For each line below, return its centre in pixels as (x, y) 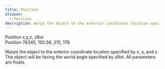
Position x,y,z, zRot (24, 37)
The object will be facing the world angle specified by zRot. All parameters (80, 57)
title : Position (22, 10)
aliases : (14, 14)
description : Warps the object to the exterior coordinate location (77, 23)
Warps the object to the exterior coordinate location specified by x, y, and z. (82, 52)
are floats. (15, 62)
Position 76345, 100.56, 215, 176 (38, 43)
